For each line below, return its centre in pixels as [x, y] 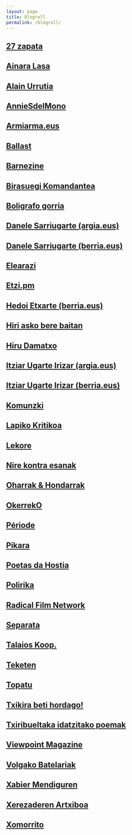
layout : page [22, 11]
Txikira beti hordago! [45, 705]
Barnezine [25, 166]
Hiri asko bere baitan [44, 326]
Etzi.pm [20, 286]
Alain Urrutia [30, 86]
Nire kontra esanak [41, 465]
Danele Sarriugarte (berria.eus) [65, 246]
